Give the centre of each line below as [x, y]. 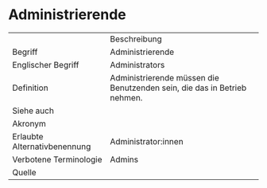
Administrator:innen [147, 141]
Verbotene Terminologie [57, 159]
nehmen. [126, 97]
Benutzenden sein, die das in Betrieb [178, 88]
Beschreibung [136, 39]
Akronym [29, 123]
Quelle [25, 172]
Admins [124, 159]
